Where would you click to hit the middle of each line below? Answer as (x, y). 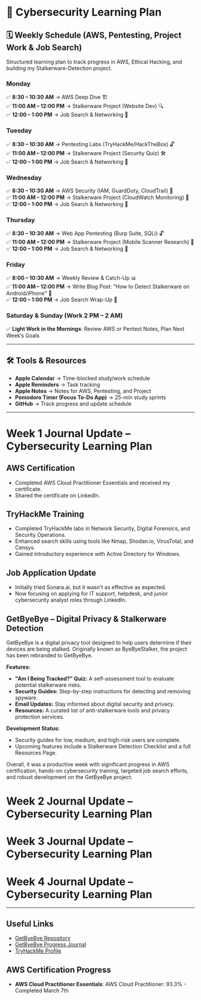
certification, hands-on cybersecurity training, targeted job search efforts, (97, 771)
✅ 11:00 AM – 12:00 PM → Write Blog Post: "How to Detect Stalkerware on (98, 286)
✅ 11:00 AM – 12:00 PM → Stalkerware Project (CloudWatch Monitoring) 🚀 (98, 197)
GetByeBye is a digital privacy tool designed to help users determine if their (99, 643)
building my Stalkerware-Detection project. (59, 68)
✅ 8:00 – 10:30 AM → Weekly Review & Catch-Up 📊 (71, 278)
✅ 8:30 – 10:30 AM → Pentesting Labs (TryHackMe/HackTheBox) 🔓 (90, 144)
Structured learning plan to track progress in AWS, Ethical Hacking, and (94, 62)
